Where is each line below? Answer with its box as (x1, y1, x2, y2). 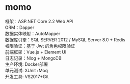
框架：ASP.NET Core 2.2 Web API (5, 18, 74, 24)
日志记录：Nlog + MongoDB (5, 55, 62, 61)
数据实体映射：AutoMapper (5, 30, 60, 36)
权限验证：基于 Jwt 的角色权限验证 (5, 43, 75, 49)
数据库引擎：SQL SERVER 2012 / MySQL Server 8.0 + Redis (5, 36, 126, 43)
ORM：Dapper (5, 24, 34, 30)
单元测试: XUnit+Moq (5, 67, 48, 73)
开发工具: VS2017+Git (5, 73, 49, 80)
